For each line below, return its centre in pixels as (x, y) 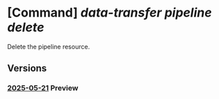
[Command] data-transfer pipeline (109, 13)
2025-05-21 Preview (43, 88)
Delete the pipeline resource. (49, 46)
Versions (27, 68)
